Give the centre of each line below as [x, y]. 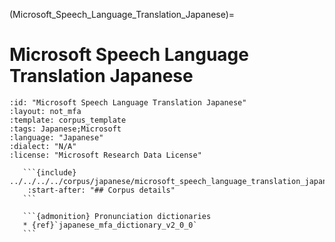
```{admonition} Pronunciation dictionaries [117, 216]
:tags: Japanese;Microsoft [65, 129]
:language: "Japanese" [56, 137]
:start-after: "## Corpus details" [101, 190]
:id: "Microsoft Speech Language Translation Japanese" [128, 102]
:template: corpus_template [68, 120]
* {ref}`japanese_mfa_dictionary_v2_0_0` [110, 225]
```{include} [49, 172]
